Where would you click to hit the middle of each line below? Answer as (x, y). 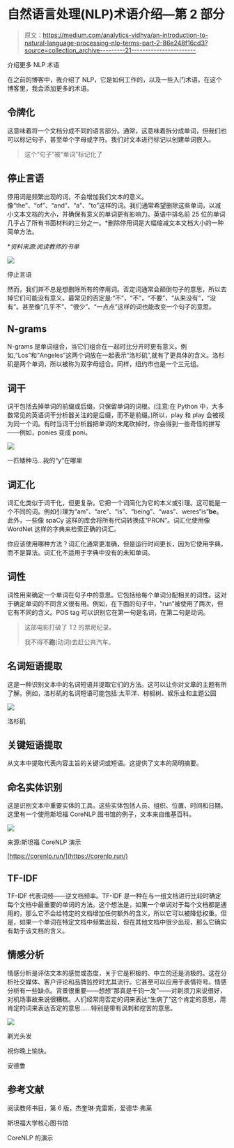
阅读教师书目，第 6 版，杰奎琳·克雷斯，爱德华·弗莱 (80, 1107)
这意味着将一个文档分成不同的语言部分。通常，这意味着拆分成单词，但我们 (114, 131)
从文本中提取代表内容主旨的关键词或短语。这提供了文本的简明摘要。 (105, 763)
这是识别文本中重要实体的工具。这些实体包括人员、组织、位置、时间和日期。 (117, 806)
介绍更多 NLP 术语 (33, 64)
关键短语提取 (35, 745)
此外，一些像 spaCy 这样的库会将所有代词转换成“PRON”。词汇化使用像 (109, 520)
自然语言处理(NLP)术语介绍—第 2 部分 (116, 14)
